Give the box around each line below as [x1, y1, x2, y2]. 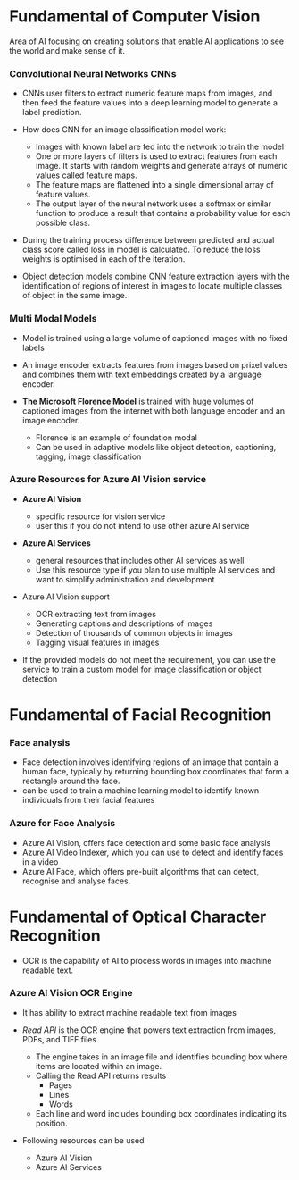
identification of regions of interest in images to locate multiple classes [21, 280, 283, 291]
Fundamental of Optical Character [9, 907, 267, 926]
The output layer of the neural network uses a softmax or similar [35, 198, 272, 209]
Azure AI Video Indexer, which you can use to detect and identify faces [21, 847, 284, 858]
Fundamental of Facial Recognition [9, 705, 272, 725]
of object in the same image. [21, 290, 128, 301]
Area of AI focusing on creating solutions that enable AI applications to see [9, 36, 284, 46]
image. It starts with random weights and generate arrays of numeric [35, 161, 288, 172]
